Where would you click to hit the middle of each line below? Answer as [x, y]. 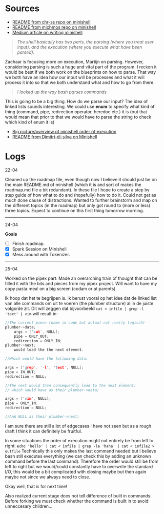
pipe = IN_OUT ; [20, 372]
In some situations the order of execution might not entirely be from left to [79, 440]
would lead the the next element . [49, 350]
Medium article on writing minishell [47, 32]
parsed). [26, 52]
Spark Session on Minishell [39, 249]
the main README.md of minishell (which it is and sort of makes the [73, 185]
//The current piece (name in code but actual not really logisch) [75, 323]
